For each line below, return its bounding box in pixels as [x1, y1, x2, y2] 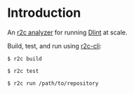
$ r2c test [7, 67, 39, 74]
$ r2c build [7, 55, 42, 62]
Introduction [7, 5, 81, 21]
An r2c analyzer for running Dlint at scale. [7, 28, 128, 36]
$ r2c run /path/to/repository [7, 79, 99, 87]
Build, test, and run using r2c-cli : [7, 41, 102, 50]
